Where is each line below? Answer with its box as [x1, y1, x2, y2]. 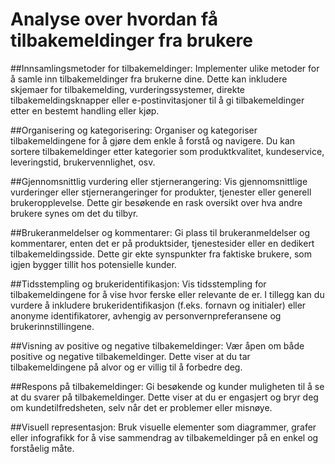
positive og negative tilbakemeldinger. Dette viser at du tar [10, 350, 251, 362]
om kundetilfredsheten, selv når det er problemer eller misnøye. [10, 401, 273, 413]
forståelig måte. [10, 442, 75, 454]
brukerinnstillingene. [10, 320, 95, 332]
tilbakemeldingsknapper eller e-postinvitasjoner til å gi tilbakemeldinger [10, 94, 305, 106]
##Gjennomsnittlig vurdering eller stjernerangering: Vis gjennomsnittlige [10, 175, 308, 187]
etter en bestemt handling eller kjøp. [10, 104, 160, 117]
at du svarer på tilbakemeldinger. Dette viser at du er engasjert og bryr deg [10, 391, 319, 403]
